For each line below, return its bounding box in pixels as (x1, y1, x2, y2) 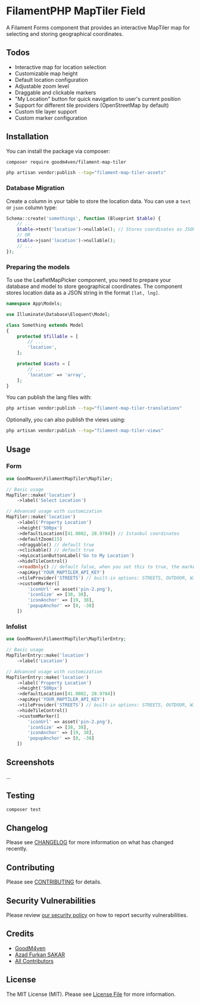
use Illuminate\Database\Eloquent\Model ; (6, 311, 111, 317)
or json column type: (6, 204, 58, 211)
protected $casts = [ (17, 361, 70, 367)
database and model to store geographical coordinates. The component (6, 283, 183, 290)
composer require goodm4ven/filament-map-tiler (6, 159, 127, 165)
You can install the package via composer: (6, 148, 110, 155)
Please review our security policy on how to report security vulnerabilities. (6, 911, 188, 918)
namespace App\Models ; (6, 300, 62, 307)
